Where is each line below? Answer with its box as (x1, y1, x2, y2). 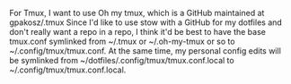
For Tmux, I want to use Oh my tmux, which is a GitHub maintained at (9, 8, 265, 18)
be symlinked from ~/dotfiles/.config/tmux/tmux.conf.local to (9, 55, 235, 65)
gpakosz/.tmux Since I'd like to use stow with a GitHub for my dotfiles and (9, 17, 283, 28)
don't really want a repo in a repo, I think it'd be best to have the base (9, 27, 267, 37)
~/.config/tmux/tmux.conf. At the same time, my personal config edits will (9, 46, 281, 56)
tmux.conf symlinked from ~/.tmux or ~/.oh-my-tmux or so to (9, 36, 235, 46)
